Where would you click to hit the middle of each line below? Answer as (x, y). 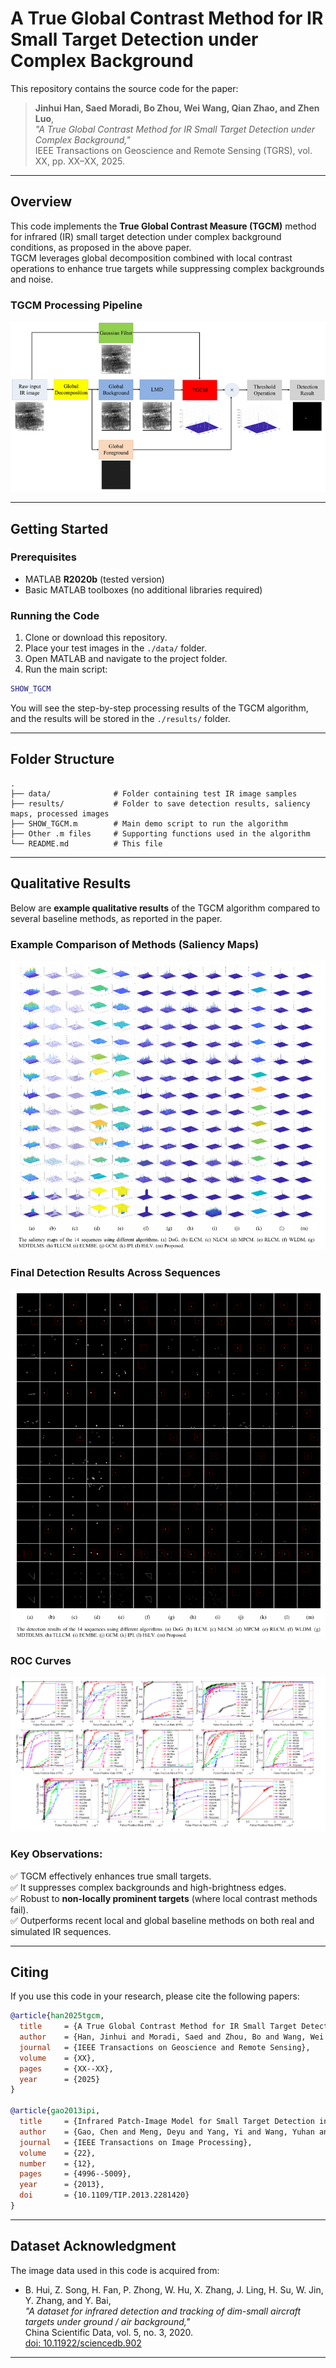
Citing (29, 1972)
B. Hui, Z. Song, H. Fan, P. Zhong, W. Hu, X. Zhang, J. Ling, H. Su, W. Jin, (174, 2289)
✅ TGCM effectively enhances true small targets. (111, 1876)
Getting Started (59, 528)
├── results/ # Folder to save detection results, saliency (160, 803)
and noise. (32, 279)
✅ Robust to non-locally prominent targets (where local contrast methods (164, 1898)
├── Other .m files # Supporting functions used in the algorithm (160, 833)
